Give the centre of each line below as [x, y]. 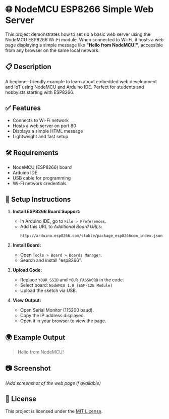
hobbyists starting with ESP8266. [40, 92]
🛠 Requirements [32, 153]
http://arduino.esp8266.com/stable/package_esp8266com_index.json [91, 236]
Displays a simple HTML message [48, 131]
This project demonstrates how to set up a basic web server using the [78, 34]
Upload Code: [27, 270]
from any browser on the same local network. [52, 50]
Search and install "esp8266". [51, 260]
